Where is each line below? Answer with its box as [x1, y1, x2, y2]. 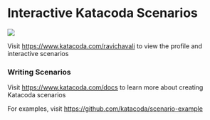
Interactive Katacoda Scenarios [7, 5, 198, 21]
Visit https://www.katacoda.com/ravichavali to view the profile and [7, 41, 203, 50]
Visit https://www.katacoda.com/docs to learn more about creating [7, 83, 204, 92]
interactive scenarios [7, 49, 69, 58]
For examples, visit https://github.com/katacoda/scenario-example [7, 104, 203, 113]
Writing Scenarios [7, 67, 71, 77]
